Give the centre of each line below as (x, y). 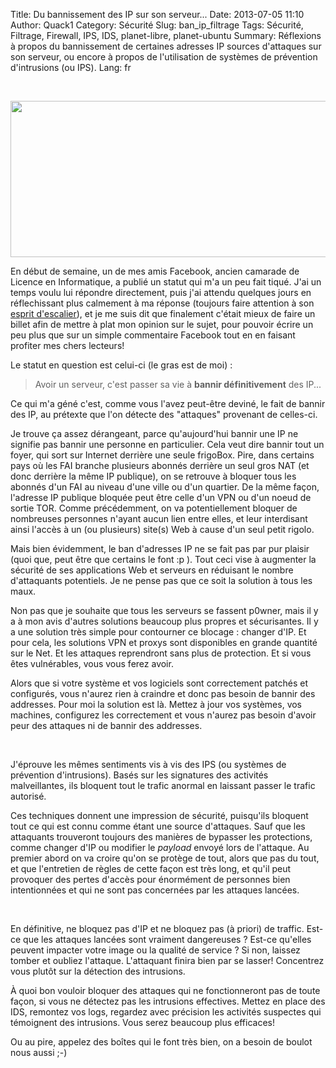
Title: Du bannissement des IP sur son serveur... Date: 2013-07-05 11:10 (157, 14)
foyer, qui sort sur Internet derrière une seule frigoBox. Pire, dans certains (162, 455)
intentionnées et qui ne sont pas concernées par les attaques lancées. (155, 890)
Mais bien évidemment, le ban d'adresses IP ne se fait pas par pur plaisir (160, 548)
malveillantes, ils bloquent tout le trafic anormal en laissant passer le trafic (163, 785)
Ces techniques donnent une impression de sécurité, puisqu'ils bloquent (159, 815)
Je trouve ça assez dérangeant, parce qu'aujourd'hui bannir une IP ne (154, 433)
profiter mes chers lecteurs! (67, 345)
